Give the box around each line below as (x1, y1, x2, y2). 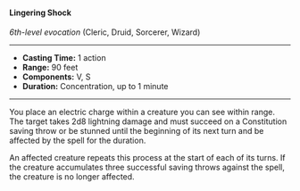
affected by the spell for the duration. (9, 135, 146, 146)
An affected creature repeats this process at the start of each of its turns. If (9, 153, 286, 163)
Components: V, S (21, 71, 91, 82)
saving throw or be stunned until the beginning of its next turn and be (9, 126, 264, 137)
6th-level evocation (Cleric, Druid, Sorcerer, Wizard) (9, 27, 201, 37)
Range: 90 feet (21, 62, 79, 73)
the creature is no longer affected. (9, 171, 136, 182)
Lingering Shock (9, 7, 71, 18)
